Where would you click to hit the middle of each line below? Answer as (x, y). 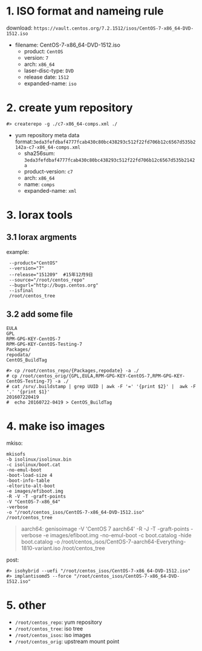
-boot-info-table (28, 481)
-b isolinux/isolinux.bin (39, 459)
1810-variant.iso (41, 548)
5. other (26, 605)
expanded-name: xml (50, 190)
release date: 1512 (47, 77)
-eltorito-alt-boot (31, 486)
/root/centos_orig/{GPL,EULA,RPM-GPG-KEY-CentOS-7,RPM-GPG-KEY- (103, 376)
